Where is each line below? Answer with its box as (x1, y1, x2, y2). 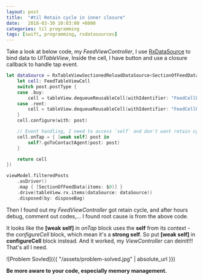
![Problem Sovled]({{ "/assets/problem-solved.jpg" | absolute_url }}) (6, 255, 176, 262)
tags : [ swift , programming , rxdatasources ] (6, 31, 118, 37)
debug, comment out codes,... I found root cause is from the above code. (6, 212, 188, 220)
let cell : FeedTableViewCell (17, 78, 91, 84)
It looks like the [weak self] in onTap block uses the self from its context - (6, 224, 190, 232)
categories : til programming (6, 25, 80, 32)
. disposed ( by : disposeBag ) (17, 195, 85, 201)
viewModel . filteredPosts (6, 173, 69, 179)
